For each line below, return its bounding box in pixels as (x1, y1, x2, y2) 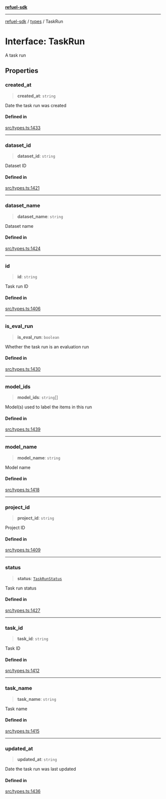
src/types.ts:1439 (5, 426, 41, 432)
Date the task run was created (5, 102, 67, 108)
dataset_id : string (17, 153, 55, 159)
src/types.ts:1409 (5, 547, 41, 553)
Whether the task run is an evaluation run (5, 343, 89, 349)
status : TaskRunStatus (17, 575, 62, 581)
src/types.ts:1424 (5, 245, 41, 251)
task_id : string (17, 636, 48, 642)
